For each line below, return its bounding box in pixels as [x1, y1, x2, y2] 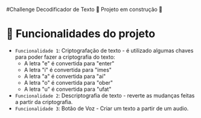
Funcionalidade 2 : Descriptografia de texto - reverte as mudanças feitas [14, 91, 195, 99]
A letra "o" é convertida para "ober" [24, 79, 113, 86]
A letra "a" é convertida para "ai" [24, 73, 106, 80]
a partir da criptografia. [14, 98, 73, 105]
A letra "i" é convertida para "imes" [24, 66, 112, 73]
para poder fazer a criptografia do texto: [14, 53, 116, 61]
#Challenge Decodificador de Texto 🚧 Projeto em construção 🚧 [6, 6, 163, 13]
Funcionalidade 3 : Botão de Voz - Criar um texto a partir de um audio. [14, 105, 189, 112]
